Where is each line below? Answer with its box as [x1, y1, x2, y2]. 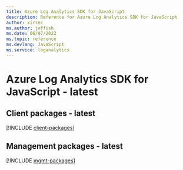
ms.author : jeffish [6, 25, 54, 31]
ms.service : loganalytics [6, 47, 69, 53]
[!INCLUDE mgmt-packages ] [6, 157, 75, 164]
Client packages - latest [6, 109, 96, 119]
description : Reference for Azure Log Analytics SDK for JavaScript [6, 14, 178, 20]
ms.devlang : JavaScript [6, 42, 65, 48]
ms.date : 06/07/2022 [6, 31, 57, 37]
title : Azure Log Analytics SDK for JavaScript [6, 8, 125, 15]
